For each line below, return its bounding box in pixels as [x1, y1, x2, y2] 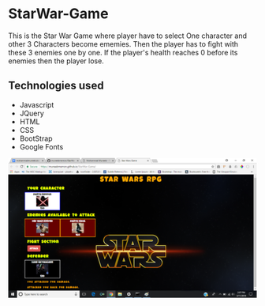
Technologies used [8, 79, 104, 93]
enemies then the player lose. [8, 56, 104, 66]
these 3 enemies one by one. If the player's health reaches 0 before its [8, 47, 238, 57]
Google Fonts [19, 142, 64, 151]
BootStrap [19, 134, 53, 143]
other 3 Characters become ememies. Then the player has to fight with [8, 39, 239, 48]
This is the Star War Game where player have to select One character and [8, 31, 247, 40]
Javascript [19, 100, 54, 109]
